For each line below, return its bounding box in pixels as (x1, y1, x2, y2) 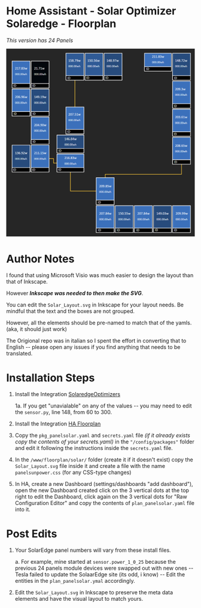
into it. (14, 506, 31, 513)
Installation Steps (6, 371, 95, 384)
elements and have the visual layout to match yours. (14, 595, 144, 603)
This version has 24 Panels (6, 37, 74, 44)
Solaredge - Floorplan (6, 17, 117, 31)
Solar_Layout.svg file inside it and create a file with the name (14, 463, 166, 470)
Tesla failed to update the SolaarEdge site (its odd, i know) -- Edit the (14, 571, 185, 578)
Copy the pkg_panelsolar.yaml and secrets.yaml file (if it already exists (14, 432, 190, 439)
